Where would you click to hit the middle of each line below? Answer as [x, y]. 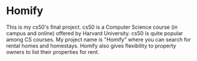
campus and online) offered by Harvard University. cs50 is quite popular [95, 33]
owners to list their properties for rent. [53, 52]
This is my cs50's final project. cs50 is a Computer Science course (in [92, 27]
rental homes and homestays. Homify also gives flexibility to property [91, 46]
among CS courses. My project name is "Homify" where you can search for [99, 39]
